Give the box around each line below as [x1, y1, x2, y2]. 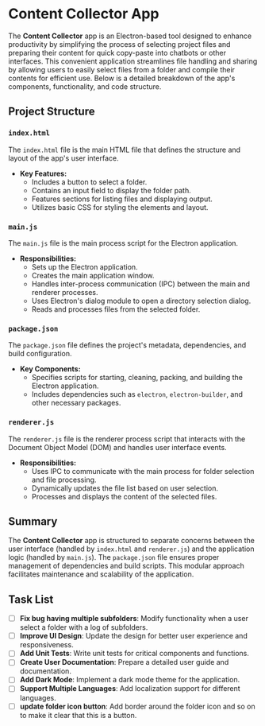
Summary [8, 514, 58, 528]
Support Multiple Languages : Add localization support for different [19, 684, 240, 693]
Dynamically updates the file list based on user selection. [31, 483, 218, 493]
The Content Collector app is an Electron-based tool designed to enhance [8, 31, 252, 41]
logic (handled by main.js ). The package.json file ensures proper [8, 553, 220, 562]
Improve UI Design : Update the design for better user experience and [19, 631, 248, 641]
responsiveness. [19, 640, 74, 650]
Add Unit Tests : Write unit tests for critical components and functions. [19, 649, 250, 658]
